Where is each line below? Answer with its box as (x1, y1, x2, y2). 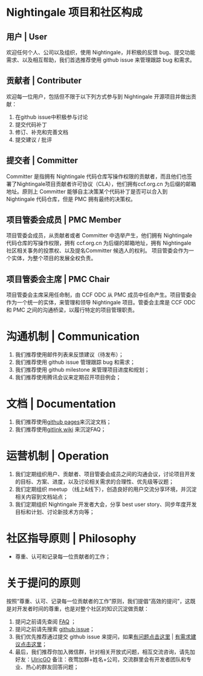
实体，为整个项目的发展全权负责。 (11, 255, 97, 262)
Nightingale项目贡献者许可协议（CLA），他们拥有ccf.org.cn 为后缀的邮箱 (16, 180, 196, 188)
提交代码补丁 (14, 120, 47, 128)
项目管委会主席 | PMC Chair (6, 274, 110, 284)
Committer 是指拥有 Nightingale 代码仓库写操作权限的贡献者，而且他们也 (6, 172, 187, 180)
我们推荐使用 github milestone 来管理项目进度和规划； (14, 366, 150, 373)
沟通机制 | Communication (6, 330, 140, 344)
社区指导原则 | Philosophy (6, 532, 137, 545)
